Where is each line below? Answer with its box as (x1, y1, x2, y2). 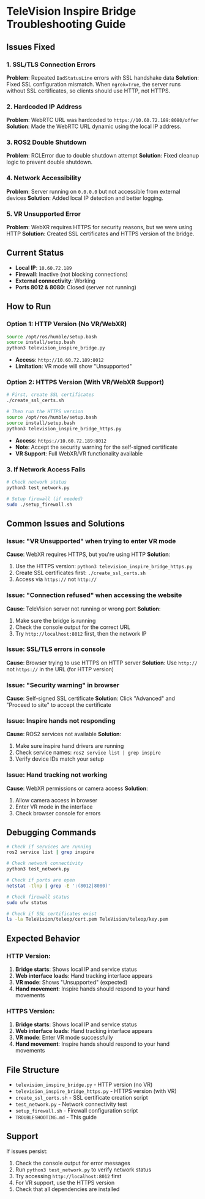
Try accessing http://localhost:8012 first (15, 1172, 122, 1179)
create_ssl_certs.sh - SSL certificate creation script (15, 1094, 148, 1102)
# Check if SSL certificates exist (6, 910, 97, 917)
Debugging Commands (6, 828, 97, 838)
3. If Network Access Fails (6, 465, 86, 473)
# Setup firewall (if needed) (6, 495, 84, 502)
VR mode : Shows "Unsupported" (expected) (15, 978, 128, 986)
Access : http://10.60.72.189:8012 (15, 356, 104, 364)
